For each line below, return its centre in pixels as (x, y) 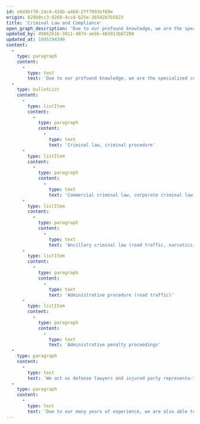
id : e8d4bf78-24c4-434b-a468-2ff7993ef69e (60, 12)
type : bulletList (38, 90)
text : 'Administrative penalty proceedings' (105, 345)
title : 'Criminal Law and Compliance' (54, 23)
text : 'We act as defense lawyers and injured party (94, 378)
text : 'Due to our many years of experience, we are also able (107, 411)
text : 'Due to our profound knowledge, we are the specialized (107, 78)
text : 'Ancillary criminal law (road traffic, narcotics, (122, 245)
